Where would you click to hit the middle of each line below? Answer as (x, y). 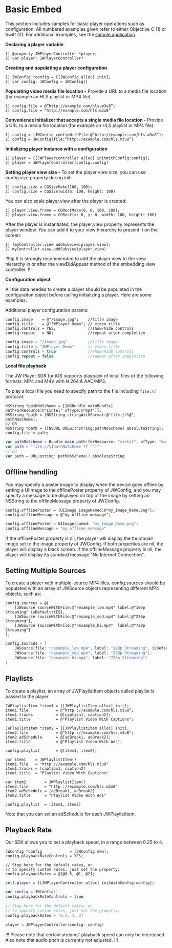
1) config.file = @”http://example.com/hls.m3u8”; (60, 106)
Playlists (19, 679)
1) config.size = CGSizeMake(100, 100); (49, 187)
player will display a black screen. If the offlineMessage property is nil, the (84, 549)
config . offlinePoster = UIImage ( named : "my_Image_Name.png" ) (72, 523)
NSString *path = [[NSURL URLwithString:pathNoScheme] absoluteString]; (84, 429)
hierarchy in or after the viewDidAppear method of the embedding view (81, 264)
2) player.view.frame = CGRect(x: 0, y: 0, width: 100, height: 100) (81, 215)
